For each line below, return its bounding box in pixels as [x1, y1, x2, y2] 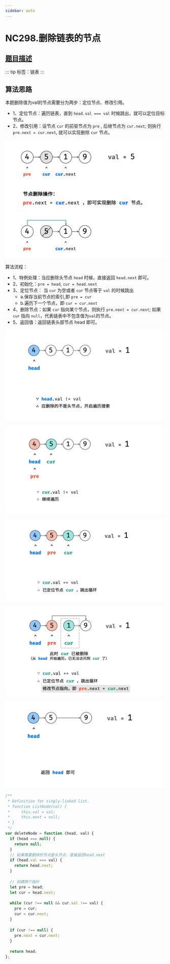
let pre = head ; [10, 885, 44, 890]
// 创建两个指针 [10, 879, 40, 884]
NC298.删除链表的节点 [5, 32, 101, 44]
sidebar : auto [5, 8, 36, 13]
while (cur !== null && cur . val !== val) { [10, 901, 103, 906]
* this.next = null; [7, 815, 60, 820]
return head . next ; [14, 863, 53, 868]
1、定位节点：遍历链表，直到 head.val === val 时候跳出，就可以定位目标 [12, 110, 165, 117]
